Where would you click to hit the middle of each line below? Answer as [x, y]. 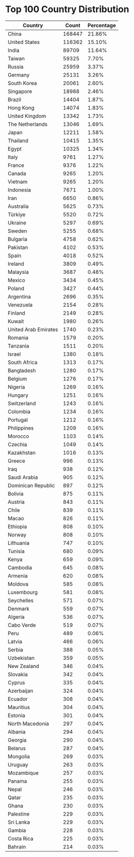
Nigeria [16, 387]
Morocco [18, 436]
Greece [16, 461]
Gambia [17, 830]
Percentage [102, 25]
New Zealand [23, 666]
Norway [17, 535]
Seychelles [21, 600]
